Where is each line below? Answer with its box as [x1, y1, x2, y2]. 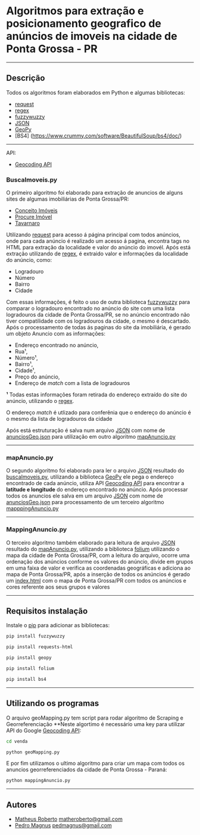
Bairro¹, [14, 361, 33, 368]
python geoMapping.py [6, 749, 60, 755]
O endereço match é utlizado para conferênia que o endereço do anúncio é [6, 409, 192, 416]
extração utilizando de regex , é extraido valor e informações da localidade [6, 250, 189, 257]
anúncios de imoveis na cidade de [6, 30, 177, 43]
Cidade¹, [14, 367, 36, 374]
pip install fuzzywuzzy [6, 633, 65, 639]
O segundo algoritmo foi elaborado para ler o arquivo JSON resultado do [6, 467, 185, 474]
